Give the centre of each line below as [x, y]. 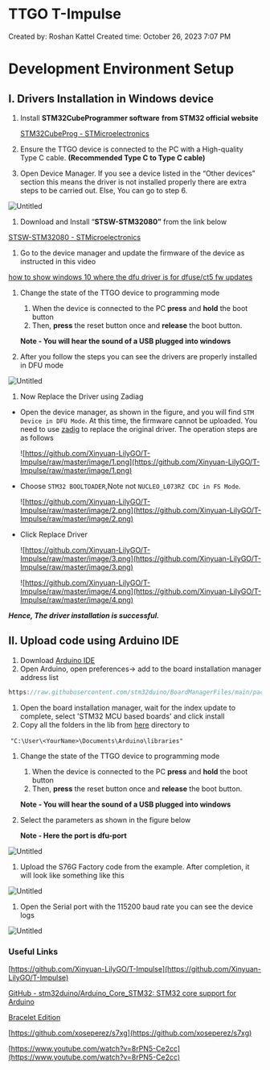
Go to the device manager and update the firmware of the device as [132, 253]
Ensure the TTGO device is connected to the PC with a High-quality [131, 149]
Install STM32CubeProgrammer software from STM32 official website [139, 118]
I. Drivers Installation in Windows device [111, 99]
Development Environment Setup [121, 69]
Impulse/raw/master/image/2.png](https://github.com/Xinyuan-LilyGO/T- [141, 510]
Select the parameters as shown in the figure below [105, 819]
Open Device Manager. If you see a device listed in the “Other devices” [137, 173]
